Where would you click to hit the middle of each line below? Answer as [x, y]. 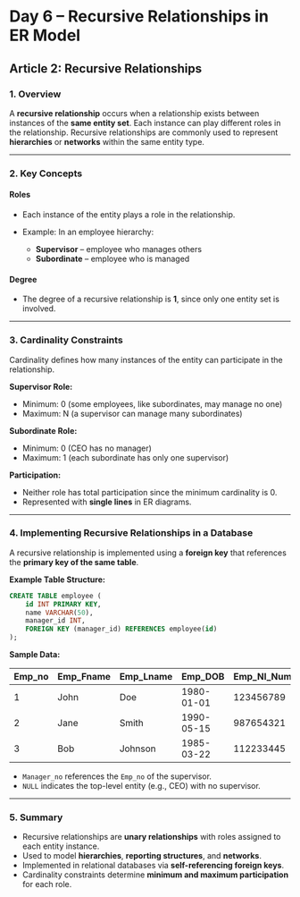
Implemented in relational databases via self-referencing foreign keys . [153, 866]
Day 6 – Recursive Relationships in [139, 17]
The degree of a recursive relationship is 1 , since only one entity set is [150, 299]
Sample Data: [35, 655]
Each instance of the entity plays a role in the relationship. [129, 215]
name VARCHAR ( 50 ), [59, 613]
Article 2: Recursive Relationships [106, 68]
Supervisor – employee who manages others [119, 249]
